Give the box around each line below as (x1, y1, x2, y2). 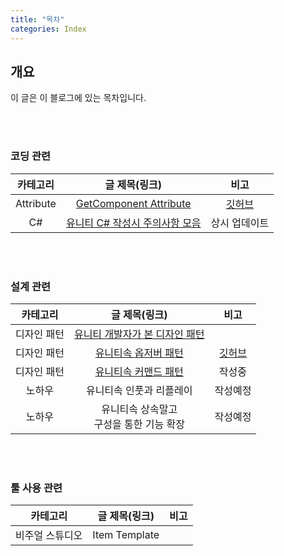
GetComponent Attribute (75, 196, 192, 210)
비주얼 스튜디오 (15, 529, 83, 543)
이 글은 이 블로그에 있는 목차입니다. (10, 92, 147, 104)
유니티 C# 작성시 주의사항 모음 (65, 216, 202, 230)
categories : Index (10, 24, 87, 34)
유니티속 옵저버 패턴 (94, 346, 184, 360)
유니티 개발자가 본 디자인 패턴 (73, 327, 205, 341)
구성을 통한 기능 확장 (93, 417, 185, 431)
